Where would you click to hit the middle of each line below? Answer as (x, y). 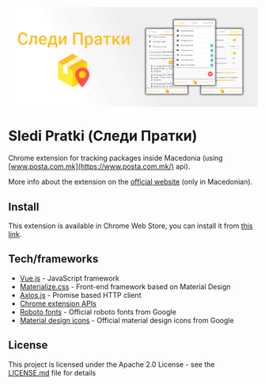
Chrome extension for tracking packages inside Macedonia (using (115, 158)
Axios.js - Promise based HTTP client (80, 295)
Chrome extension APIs (58, 303)
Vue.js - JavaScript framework (70, 278)
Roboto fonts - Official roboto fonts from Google (98, 311)
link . (15, 234)
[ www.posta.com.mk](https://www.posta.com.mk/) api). (99, 166)
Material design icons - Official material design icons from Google (127, 320)
